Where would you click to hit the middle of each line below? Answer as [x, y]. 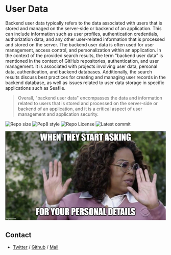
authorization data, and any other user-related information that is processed [85, 39]
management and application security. [58, 114]
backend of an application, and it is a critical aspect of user [80, 109]
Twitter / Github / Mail [35, 247]
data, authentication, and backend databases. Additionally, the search [79, 71]
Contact [18, 235]
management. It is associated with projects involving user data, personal [81, 66]
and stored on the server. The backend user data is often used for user [80, 44]
